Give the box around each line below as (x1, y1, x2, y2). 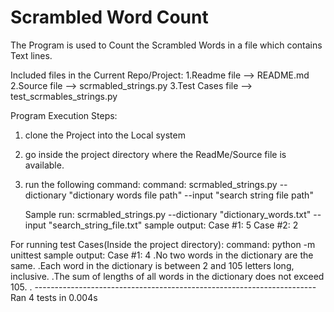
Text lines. (10, 49, 53, 61)
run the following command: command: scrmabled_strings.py (24, 178, 278, 190)
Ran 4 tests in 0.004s (10, 291, 98, 303)
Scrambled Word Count (10, 6, 209, 29)
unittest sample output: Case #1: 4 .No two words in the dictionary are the (10, 249, 314, 261)
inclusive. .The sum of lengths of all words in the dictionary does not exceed (10, 270, 325, 282)
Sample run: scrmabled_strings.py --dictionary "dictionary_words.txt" (24, 208, 312, 220)
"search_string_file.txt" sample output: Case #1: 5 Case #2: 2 (48, 219, 299, 231)
